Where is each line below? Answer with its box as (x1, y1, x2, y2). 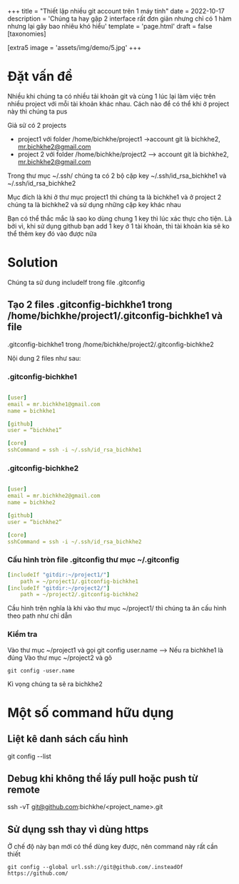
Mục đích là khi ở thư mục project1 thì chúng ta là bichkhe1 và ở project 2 (7, 193, 222, 201)
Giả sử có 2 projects (7, 121, 66, 129)
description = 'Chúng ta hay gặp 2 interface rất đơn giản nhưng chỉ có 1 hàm (7, 14, 232, 23)
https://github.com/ (7, 870, 69, 878)
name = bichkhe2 (7, 499, 56, 506)
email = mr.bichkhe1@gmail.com (7, 401, 101, 408)
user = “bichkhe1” (7, 427, 62, 434)
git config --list (7, 752, 51, 760)
